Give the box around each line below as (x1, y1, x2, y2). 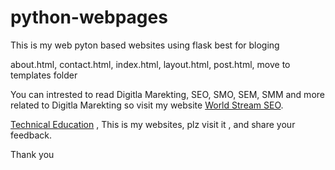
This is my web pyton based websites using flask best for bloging (10, 39, 280, 51)
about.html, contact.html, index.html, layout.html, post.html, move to (10, 58, 291, 70)
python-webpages (10, 6, 168, 29)
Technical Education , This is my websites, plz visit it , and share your (10, 118, 296, 130)
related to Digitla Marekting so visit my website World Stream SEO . (10, 99, 284, 111)
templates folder (10, 69, 78, 81)
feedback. (10, 129, 52, 141)
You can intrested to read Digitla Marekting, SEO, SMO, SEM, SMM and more (10, 88, 325, 100)
